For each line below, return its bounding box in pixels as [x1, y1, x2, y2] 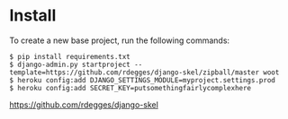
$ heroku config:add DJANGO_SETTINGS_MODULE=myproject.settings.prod [9, 75, 276, 85]
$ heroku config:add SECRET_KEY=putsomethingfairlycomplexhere [9, 83, 252, 92]
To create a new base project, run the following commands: [9, 35, 230, 46]
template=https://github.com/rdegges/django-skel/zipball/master [9, 68, 259, 77]
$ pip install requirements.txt [9, 52, 130, 61]
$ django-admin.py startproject [9, 60, 130, 69]
